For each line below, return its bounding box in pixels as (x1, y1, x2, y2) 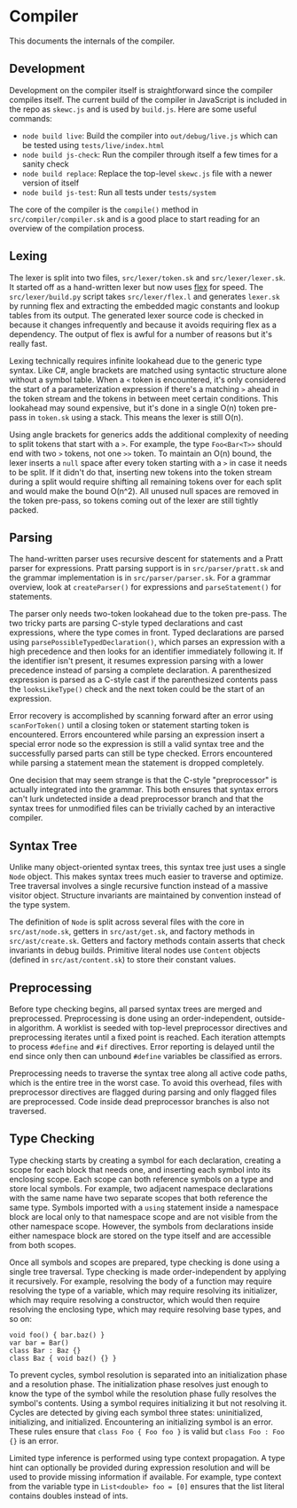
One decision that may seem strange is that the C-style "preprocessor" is (9, 774, 277, 786)
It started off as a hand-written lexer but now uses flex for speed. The (9, 281, 264, 292)
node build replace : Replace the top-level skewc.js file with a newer (21, 168, 273, 178)
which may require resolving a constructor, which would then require (9, 1294, 261, 1305)
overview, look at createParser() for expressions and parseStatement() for (9, 582, 282, 593)
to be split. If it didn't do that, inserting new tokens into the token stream (9, 467, 272, 477)
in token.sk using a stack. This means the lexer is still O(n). (28, 412, 244, 422)
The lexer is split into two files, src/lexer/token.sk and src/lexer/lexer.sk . (9, 272, 285, 283)
